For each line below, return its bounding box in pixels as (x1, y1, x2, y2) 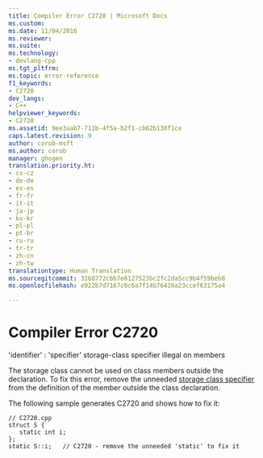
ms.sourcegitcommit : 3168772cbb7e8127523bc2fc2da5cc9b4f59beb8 (8, 274, 226, 282)
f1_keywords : (8, 79, 52, 87)
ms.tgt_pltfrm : (8, 65, 60, 73)
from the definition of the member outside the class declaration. (8, 383, 220, 393)
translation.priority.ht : (8, 162, 95, 170)
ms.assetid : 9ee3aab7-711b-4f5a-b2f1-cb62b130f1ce (8, 124, 182, 132)
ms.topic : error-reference (8, 72, 99, 80)
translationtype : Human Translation (8, 267, 131, 275)
